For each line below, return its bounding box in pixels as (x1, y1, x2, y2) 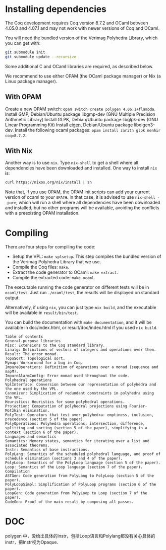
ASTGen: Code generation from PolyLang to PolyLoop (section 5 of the (5, 473, 154, 478)
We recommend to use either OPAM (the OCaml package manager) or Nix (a (5, 73, 161, 79)
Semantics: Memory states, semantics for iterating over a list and (5, 439, 150, 444)
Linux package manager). (5, 78, 57, 84)
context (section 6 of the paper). (5, 430, 79, 435)
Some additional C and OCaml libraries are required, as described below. (5, 63, 154, 69)
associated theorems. (5, 443, 50, 448)
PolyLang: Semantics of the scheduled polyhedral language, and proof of (5, 452, 161, 457)
